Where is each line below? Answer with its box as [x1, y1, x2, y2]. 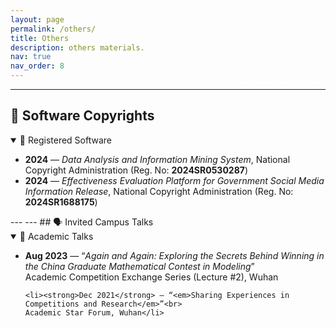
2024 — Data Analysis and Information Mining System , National [24, 153, 291, 165]
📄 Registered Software [19, 134, 112, 146]
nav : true [10, 52, 52, 62]
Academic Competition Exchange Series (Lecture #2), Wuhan [24, 271, 279, 283]
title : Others [10, 33, 70, 43]
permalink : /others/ [10, 24, 97, 34]
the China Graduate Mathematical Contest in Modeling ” [24, 260, 255, 272]
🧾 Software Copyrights [10, 107, 155, 125]
